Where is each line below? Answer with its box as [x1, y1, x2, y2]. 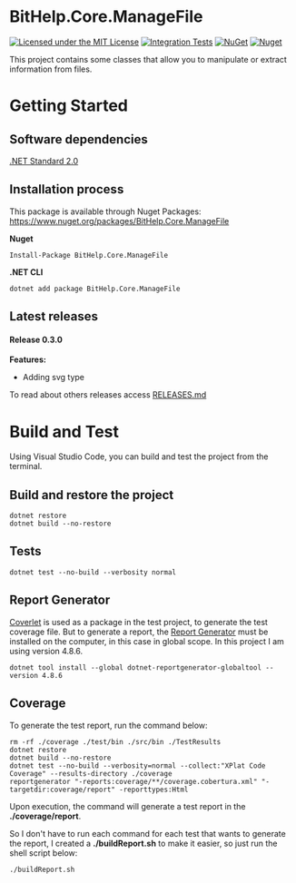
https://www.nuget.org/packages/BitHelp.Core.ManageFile [9, 215, 230, 226]
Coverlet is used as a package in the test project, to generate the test [9, 616, 268, 627]
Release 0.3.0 [9, 334, 64, 345]
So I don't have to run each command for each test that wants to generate [9, 828, 286, 839]
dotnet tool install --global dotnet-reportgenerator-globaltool [9, 662, 261, 672]
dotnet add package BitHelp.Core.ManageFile [9, 284, 181, 293]
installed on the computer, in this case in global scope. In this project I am [9, 635, 284, 646]
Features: [9, 354, 47, 365]
